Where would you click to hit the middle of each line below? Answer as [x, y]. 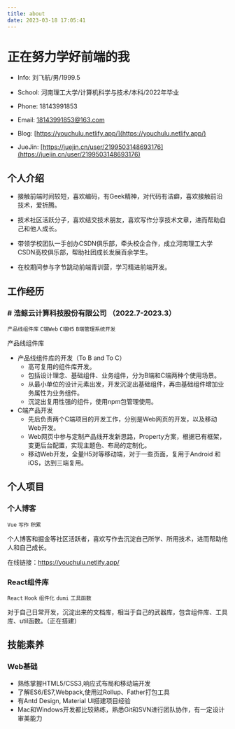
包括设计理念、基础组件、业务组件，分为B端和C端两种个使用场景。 [124, 375]
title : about [26, 14]
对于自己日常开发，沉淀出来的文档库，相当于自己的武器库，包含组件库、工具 [117, 612]
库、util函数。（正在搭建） [44, 621]
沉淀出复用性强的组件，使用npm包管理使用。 [92, 401]
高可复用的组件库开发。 [62, 366]
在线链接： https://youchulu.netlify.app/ [64, 562]
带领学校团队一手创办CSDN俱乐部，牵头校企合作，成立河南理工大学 [115, 244]
